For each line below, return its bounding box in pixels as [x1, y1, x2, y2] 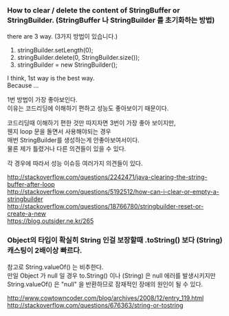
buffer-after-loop [7, 180, 55, 189]
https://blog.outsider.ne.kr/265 [7, 217, 94, 225]
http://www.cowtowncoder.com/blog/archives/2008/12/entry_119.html [7, 293, 204, 302]
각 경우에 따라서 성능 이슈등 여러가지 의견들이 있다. [7, 159, 143, 167]
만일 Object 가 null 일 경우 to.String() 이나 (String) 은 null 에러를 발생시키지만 [7, 271, 216, 280]
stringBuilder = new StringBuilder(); [17, 61, 118, 69]
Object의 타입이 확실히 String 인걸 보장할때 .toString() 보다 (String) [7, 235, 223, 245]
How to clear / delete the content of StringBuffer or [7, 6, 180, 15]
